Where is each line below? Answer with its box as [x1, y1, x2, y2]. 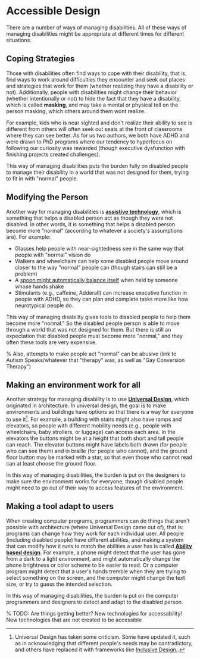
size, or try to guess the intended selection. [6, 580, 112, 588]
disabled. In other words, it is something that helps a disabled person [6, 220, 176, 227]
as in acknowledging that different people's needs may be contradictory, [14, 639, 193, 646]
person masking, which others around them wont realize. [6, 107, 146, 114]
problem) [14, 270, 37, 277]
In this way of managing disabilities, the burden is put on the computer [6, 592, 179, 599]
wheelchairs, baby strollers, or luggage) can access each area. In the [6, 429, 176, 436]
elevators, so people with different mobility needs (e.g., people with [6, 422, 171, 429]
